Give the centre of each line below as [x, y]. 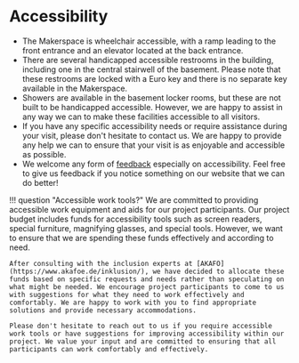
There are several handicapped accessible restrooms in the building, [148, 60]
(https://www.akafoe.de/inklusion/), [79, 271]
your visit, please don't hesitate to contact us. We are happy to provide [152, 135]
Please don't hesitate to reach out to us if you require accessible [141, 326]
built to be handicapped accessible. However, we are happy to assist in [152, 107]
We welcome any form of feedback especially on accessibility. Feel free [154, 164]
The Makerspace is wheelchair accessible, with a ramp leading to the [149, 41]
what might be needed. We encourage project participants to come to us [147, 286]
